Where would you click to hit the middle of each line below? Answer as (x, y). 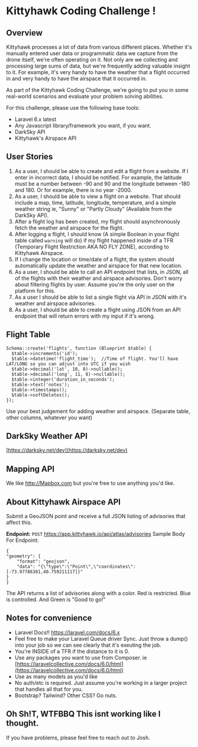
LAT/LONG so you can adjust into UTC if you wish (69, 364)
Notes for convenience (49, 618)
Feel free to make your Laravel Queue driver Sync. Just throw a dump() (101, 639)
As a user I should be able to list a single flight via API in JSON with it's (101, 297)
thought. (22, 724)
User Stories (30, 157)
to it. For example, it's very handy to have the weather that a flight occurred (98, 72)
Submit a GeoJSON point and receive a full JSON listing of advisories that (96, 516)
